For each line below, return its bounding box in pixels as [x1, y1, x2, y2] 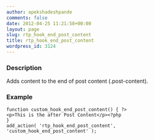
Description [6, 63, 42, 72]
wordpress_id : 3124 [6, 44, 56, 50]
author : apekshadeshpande [6, 9, 72, 15]
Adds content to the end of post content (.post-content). [6, 77, 148, 85]
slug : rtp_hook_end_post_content [6, 32, 92, 38]
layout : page [6, 26, 40, 33]
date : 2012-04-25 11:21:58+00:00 [6, 20, 92, 26]
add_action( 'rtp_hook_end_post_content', [6, 123, 116, 129]
